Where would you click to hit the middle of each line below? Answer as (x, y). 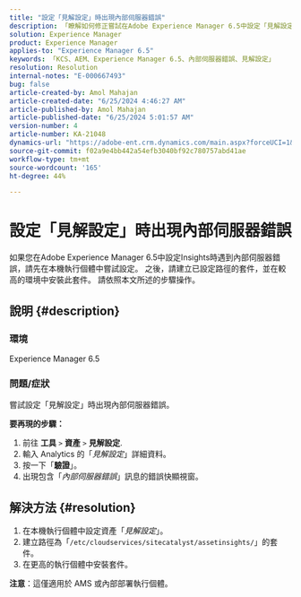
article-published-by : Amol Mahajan (77, 109)
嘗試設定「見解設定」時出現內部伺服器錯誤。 (92, 405)
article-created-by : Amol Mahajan (74, 92)
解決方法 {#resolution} (73, 507)
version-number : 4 (43, 126)
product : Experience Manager (64, 43)
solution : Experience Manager (66, 34)
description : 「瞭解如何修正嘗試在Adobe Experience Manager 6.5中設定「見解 (145, 26)
